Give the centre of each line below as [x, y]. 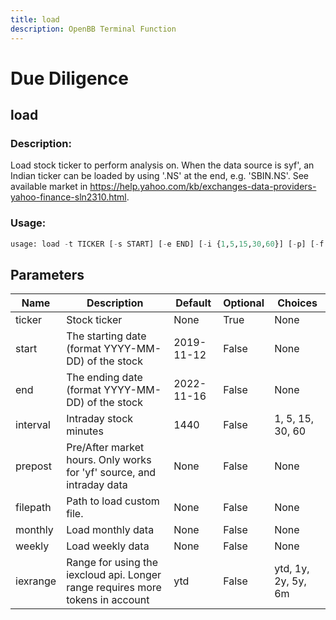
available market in [49, 187]
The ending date [104, 378]
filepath [33, 508]
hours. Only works [109, 460]
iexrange [36, 581]
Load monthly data [110, 530]
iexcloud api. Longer [114, 575]
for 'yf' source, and [111, 473]
